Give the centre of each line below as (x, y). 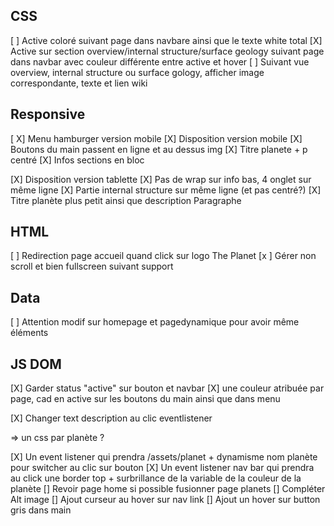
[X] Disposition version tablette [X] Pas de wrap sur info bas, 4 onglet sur (161, 179)
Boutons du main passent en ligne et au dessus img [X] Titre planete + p (159, 149)
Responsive (48, 114)
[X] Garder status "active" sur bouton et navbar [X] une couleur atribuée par (167, 388)
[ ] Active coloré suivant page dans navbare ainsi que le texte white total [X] (166, 40)
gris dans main (41, 510)
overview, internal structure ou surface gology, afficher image (137, 72)
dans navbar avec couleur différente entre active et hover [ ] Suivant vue (160, 61)
